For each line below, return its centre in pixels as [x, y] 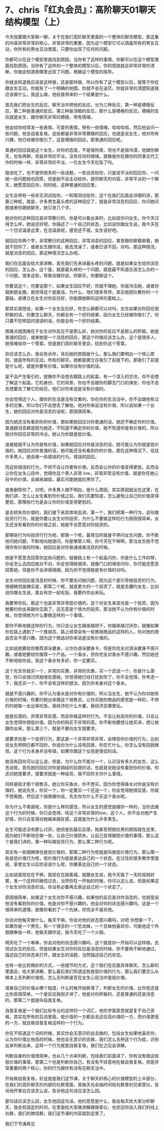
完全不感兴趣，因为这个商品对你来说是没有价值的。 [61, 637]
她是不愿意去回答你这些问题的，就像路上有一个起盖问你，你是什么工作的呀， [82, 557]
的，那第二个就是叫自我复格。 [35, 1000]
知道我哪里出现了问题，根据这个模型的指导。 [71, 71]
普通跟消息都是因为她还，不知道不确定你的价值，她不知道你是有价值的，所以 [82, 428]
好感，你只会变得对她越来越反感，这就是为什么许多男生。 [63, 819]
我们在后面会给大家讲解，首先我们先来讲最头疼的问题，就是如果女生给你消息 [82, 263]
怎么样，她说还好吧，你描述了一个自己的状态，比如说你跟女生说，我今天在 [84, 224]
